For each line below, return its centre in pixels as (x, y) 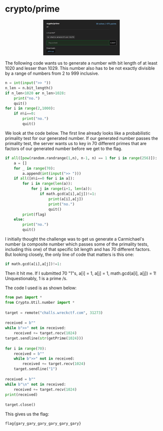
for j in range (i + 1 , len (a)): (61, 189)
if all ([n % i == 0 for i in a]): (44, 179)
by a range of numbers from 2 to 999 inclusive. (52, 73)
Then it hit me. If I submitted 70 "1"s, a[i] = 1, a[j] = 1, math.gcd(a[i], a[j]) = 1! (81, 273)
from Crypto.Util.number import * (40, 302)
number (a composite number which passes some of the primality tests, (77, 244)
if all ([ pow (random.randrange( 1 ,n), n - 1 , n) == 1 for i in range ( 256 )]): (81, 158)
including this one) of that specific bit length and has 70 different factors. (78, 249)
